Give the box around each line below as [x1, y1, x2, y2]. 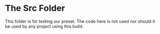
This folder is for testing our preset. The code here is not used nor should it [5, 18, 155, 24]
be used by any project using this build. [5, 23, 84, 29]
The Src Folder [5, 3, 65, 14]
